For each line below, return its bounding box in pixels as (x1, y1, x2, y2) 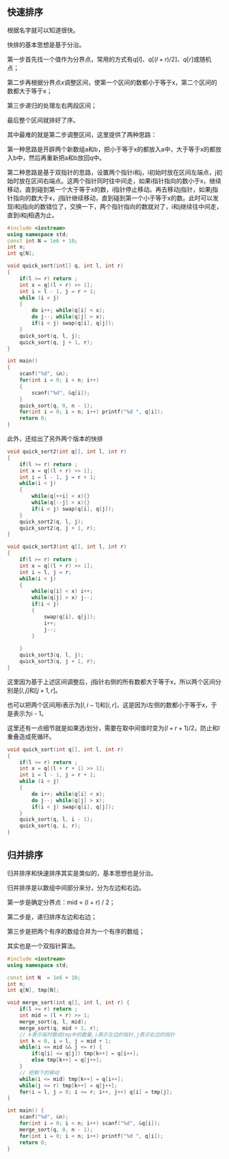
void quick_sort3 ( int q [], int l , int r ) (7, 543, 127, 550)
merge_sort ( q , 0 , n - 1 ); (19, 1126, 94, 1133)
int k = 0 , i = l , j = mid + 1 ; (19, 1037, 111, 1045)
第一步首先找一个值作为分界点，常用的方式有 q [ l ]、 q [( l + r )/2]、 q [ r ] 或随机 (7, 55, 212, 63)
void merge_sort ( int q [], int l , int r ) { (7, 999, 130, 1006)
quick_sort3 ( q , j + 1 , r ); (19, 658, 96, 665)
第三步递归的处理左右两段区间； (7, 101, 97, 110)
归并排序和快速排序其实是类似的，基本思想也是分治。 (7, 869, 157, 877)
